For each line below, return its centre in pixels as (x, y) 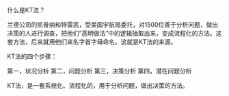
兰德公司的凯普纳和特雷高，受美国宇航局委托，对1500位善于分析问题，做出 (113, 25)
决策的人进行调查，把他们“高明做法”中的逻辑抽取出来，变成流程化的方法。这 (114, 33)
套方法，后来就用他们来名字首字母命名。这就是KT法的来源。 (92, 42)
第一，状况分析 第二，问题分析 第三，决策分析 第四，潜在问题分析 (99, 71)
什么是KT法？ (26, 10)
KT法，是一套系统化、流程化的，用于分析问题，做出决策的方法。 (98, 85)
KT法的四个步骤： (32, 56)
